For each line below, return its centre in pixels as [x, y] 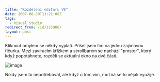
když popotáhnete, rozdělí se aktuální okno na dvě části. [61, 56]
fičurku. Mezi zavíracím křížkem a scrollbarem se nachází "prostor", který [78, 51]
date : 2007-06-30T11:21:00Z [33, 14]
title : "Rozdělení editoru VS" [37, 9]
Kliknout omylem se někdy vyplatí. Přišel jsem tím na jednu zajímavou [74, 46]
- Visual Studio [26, 23]
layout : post [18, 32]
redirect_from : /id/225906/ [33, 27]
